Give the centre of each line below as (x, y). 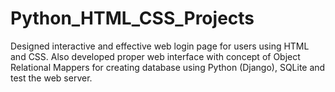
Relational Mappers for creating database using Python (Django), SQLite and (168, 67)
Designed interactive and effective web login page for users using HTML (160, 46)
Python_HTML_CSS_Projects (132, 18)
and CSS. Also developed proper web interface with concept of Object (155, 56)
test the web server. (51, 78)
